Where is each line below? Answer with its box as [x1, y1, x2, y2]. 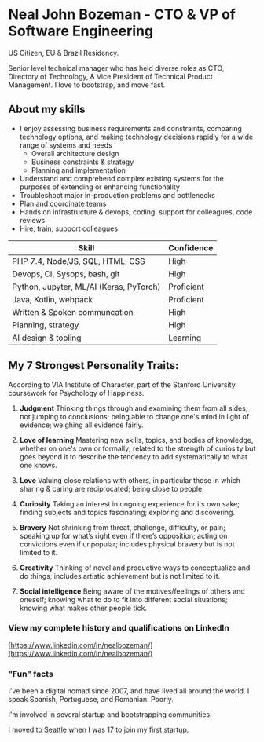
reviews [19, 215, 46, 225]
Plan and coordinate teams [19, 199, 107, 208]
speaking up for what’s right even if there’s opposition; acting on [19, 531, 228, 540]
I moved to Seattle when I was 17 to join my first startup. [8, 725, 189, 735]
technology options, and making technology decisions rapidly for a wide [19, 132, 254, 141]
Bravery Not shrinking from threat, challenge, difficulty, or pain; [19, 522, 225, 532]
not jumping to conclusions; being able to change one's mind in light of [19, 411, 250, 421]
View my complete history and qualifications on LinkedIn [8, 623, 229, 634]
